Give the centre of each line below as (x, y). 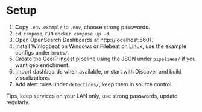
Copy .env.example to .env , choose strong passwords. (82, 27)
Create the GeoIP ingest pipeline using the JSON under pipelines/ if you (105, 59)
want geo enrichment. (42, 65)
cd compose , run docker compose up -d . (63, 33)
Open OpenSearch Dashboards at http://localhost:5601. (84, 40)
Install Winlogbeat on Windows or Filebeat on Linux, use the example (101, 46)
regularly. (18, 102)
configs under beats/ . (42, 52)
